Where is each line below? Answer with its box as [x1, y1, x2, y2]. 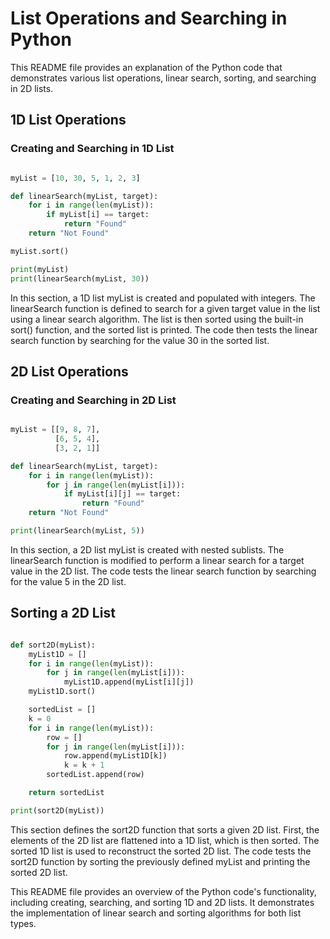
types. [10, 917, 37, 929]
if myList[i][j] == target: [63, 489, 182, 499]
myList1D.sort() [28, 687, 97, 697]
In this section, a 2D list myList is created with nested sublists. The [10, 543, 285, 556]
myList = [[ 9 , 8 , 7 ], [10, 425, 101, 435]
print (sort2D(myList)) [10, 805, 105, 816]
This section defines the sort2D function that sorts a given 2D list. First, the [10, 823, 320, 836]
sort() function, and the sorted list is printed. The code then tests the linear [10, 323, 318, 336]
